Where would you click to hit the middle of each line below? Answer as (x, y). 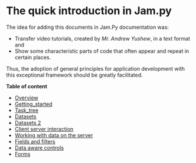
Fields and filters (35, 141)
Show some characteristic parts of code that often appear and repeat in (102, 51)
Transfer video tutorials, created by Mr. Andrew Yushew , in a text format (102, 38)
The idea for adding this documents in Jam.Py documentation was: (88, 27)
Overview (26, 98)
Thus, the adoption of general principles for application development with (95, 68)
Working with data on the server (54, 135)
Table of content (27, 86)
